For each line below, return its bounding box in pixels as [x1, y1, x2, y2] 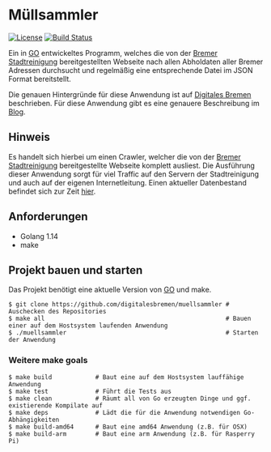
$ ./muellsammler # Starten [8, 329, 259, 337]
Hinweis [8, 130, 50, 144]
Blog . [8, 107, 26, 117]
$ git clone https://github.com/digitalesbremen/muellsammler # [8, 301, 230, 309]
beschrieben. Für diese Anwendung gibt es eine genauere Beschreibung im [8, 98, 260, 108]
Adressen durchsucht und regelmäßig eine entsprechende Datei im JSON [8, 65, 253, 75]
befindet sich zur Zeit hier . [8, 186, 96, 196]
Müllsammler [8, 6, 99, 24]
